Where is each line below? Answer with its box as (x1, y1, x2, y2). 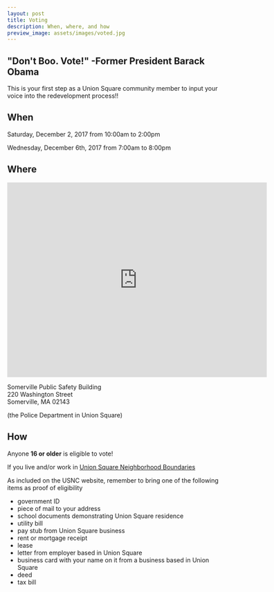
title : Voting (7, 17, 48, 24)
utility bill (17, 519, 44, 527)
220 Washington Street (7, 390, 73, 398)
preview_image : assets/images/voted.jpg (7, 29, 126, 37)
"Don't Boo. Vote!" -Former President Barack (7, 55, 205, 66)
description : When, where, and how (7, 23, 110, 30)
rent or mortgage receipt (17, 534, 88, 542)
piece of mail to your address (17, 504, 101, 512)
